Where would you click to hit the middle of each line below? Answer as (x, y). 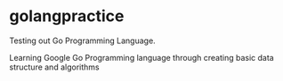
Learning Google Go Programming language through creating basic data (141, 57)
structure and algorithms (54, 67)
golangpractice (67, 16)
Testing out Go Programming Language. (82, 40)
